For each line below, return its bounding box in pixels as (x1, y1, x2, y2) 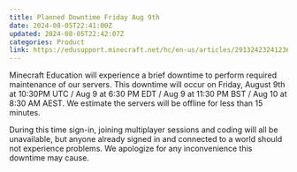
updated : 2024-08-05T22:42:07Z (9, 29, 125, 38)
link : (9, 46, 29, 55)
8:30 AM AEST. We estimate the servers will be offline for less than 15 (9, 98, 263, 108)
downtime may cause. (9, 153, 90, 163)
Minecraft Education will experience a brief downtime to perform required (9, 70, 278, 80)
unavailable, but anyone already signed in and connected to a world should (9, 134, 283, 145)
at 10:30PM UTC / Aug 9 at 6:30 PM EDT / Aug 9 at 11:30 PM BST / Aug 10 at (9, 89, 287, 100)
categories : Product (9, 37, 86, 47)
